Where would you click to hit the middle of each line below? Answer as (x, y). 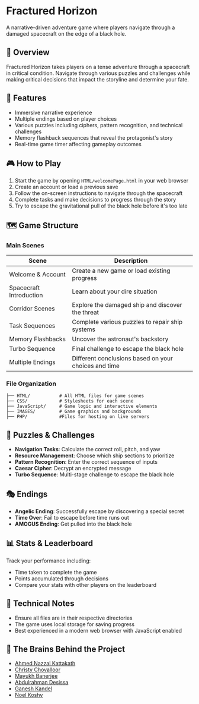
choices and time (96, 366)
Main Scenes (25, 245)
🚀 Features (26, 98)
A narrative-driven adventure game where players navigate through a (91, 27)
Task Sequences (32, 326)
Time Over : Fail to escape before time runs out (72, 517)
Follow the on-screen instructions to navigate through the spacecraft (99, 193)
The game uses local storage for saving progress (75, 624)
